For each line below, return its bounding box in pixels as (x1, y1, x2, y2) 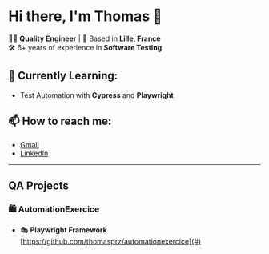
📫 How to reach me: (8, 115, 112, 128)
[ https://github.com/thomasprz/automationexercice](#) (19, 236, 202, 247)
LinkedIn (19, 148, 49, 158)
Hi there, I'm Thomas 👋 (8, 7, 163, 26)
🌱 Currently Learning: (8, 69, 118, 83)
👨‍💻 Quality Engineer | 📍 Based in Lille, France (8, 34, 162, 43)
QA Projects (8, 179, 70, 192)
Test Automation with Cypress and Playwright (19, 90, 174, 99)
